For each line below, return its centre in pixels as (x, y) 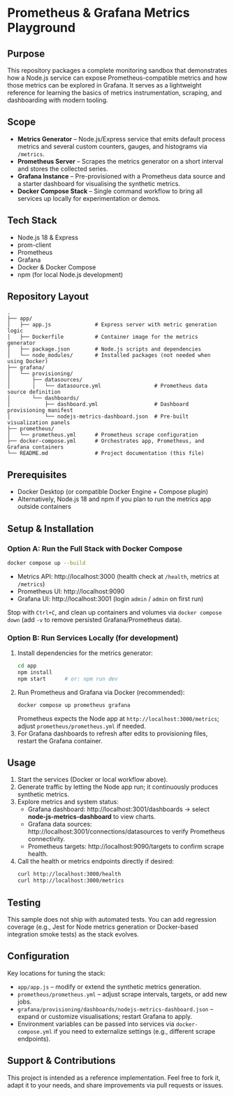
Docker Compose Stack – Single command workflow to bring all (110, 191)
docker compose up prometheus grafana (74, 705)
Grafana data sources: (60, 824)
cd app (27, 666)
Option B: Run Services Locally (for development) (93, 638)
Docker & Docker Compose (57, 267)
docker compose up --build (46, 563)
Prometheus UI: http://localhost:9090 (71, 591)
